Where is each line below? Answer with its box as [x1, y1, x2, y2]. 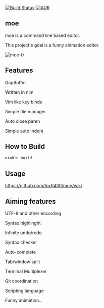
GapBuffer [5, 79, 26, 85]
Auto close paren [5, 118, 41, 124]
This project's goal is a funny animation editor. [5, 42, 100, 48]
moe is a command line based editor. [5, 32, 81, 38]
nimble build [5, 155, 32, 161]
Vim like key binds [5, 99, 42, 105]
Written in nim [5, 89, 34, 95]
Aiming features [5, 197, 56, 206]
